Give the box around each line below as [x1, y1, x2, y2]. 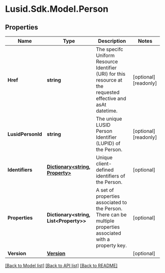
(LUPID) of [95, 140, 121, 147]
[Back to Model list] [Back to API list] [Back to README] [5, 263, 118, 269]
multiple [95, 217, 114, 224]
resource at [95, 77, 123, 83]
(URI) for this [95, 70, 126, 77]
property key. [95, 242, 127, 249]
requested [95, 89, 120, 95]
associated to [95, 199, 127, 206]
